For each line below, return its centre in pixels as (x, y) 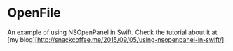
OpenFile (34, 13)
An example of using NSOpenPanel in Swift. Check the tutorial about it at (112, 32)
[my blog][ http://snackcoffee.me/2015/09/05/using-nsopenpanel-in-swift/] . (117, 39)
